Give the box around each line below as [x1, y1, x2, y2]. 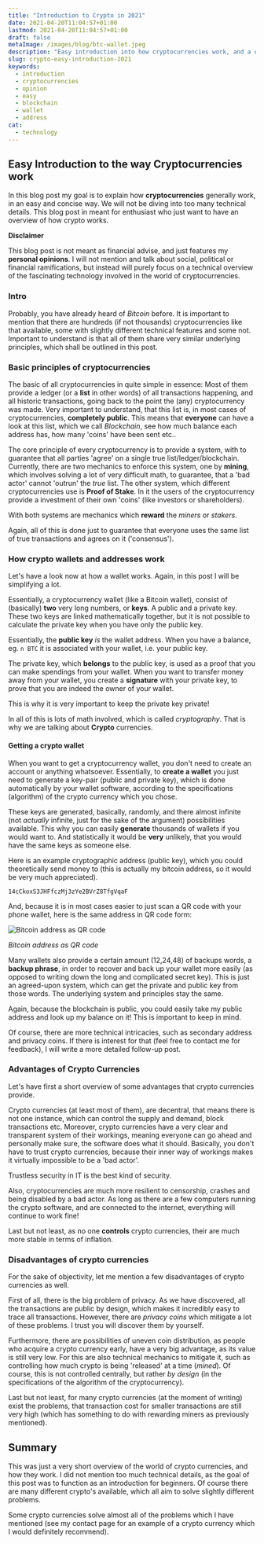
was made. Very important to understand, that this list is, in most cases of [8, 405, 247, 414]
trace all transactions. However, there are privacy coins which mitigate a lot [8, 1312, 252, 1322]
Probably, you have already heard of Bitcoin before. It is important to [8, 308, 230, 318]
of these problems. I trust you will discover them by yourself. [8, 1321, 204, 1330]
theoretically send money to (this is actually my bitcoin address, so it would [8, 864, 251, 873]
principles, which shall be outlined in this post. [8, 342, 158, 351]
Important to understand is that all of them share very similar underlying [8, 333, 241, 343]
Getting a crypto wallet [8, 741, 85, 750]
